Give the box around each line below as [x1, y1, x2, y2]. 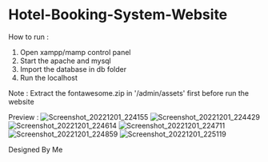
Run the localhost [19, 73, 78, 82]
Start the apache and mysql [19, 56, 111, 65]
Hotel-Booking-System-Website [8, 6, 228, 24]
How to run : [8, 32, 50, 41]
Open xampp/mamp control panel [19, 47, 131, 57]
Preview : [8, 112, 39, 121]
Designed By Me [8, 144, 63, 154]
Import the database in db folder [19, 64, 126, 73]
